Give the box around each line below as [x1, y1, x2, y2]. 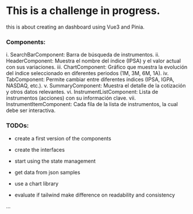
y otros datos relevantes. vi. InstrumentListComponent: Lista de [6, 89, 159, 96]
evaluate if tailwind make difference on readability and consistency [14, 191, 176, 198]
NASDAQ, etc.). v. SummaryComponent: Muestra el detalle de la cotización [6, 82, 186, 89]
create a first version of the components [14, 135, 112, 142]
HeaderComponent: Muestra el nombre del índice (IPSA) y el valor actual [6, 57, 181, 65]
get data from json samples [14, 169, 80, 176]
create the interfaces [14, 146, 65, 153]
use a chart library [14, 180, 59, 187]
